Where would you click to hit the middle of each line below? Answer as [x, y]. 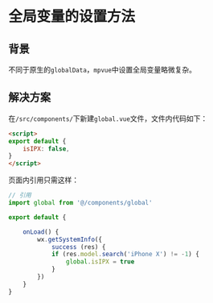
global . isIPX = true [100, 262]
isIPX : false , [46, 149]
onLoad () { [41, 232]
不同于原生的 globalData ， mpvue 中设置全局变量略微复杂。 [102, 70]
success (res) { [78, 247]
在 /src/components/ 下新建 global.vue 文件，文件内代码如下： [108, 118]
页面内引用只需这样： [43, 180]
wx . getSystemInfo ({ [70, 239]
